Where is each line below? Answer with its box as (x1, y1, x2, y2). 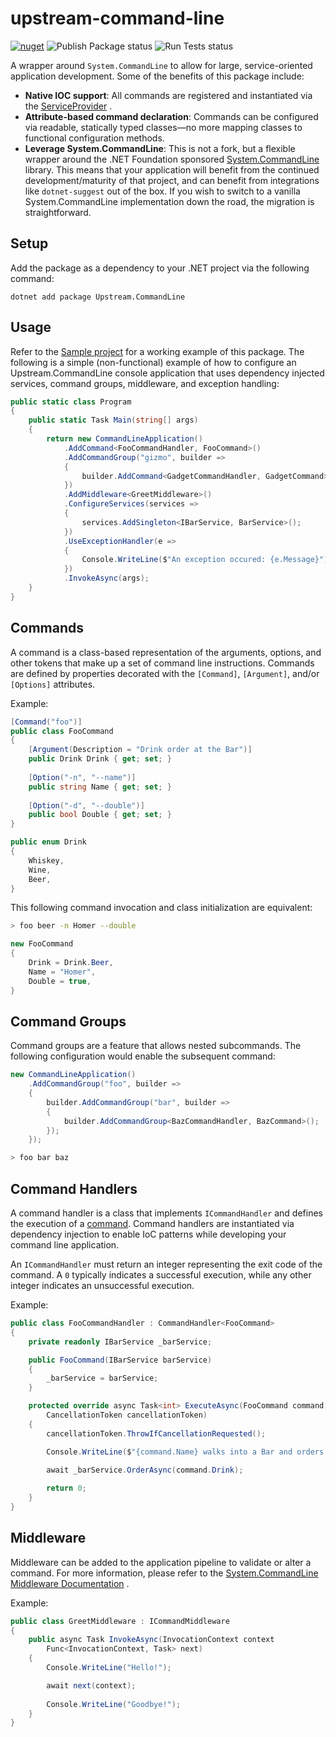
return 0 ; (46, 1483, 87, 1494)
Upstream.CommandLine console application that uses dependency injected (10, 367, 325, 379)
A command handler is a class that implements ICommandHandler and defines (10, 1207, 323, 1219)
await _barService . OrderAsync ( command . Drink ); (46, 1465, 244, 1476)
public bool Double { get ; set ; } (28, 810, 172, 820)
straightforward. (24, 206, 92, 218)
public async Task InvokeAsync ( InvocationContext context (28, 1635, 275, 1645)
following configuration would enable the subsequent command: (10, 1050, 276, 1062)
